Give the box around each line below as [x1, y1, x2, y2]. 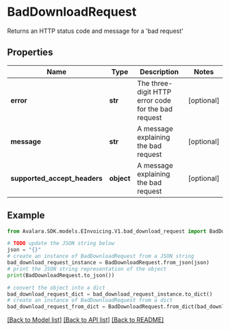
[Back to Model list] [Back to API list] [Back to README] [7, 316, 164, 324]
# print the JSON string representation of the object [7, 265, 167, 272]
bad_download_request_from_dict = [7, 303, 106, 310]
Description [140, 66, 179, 76]
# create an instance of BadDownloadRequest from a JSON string [7, 253, 194, 260]
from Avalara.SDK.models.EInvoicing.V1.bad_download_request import [7, 227, 207, 235]
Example [7, 210, 45, 221]
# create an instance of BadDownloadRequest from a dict [7, 297, 173, 304]
